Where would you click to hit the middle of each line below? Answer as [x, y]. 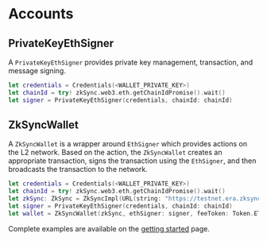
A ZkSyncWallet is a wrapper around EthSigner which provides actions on [128, 144]
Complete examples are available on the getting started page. [109, 228]
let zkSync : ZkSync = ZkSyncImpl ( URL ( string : [85, 199]
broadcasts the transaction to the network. [78, 169]
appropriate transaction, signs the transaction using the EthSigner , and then [132, 161]
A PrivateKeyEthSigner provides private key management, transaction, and [131, 62]
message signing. [37, 71]
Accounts [41, 14]
